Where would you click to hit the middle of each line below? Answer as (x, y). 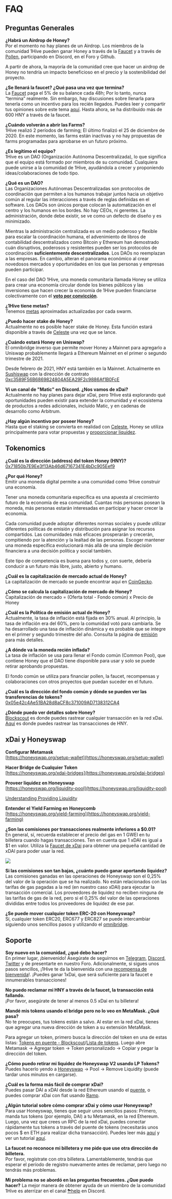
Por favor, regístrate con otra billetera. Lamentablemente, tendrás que (79, 1159)
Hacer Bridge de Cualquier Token (42, 767)
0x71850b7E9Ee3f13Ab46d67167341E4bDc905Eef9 (60, 466)
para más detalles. (25, 640)
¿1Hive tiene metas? (27, 306)
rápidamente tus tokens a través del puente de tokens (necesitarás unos (82, 1128)
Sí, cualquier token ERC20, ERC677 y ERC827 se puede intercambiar (78, 919)
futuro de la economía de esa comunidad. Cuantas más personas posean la (85, 503)
